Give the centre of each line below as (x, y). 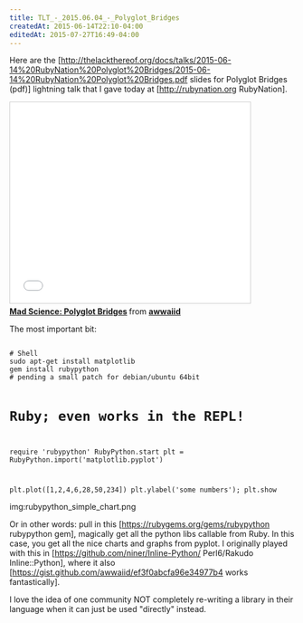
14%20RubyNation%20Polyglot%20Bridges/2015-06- (110, 70)
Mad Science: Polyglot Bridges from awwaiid (95, 311)
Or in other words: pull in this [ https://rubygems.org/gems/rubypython (140, 524)
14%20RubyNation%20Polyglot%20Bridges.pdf (99, 80)
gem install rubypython (54, 369)
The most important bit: (53, 329)
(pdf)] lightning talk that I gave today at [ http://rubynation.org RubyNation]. (148, 89)
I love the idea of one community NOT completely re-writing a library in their (151, 599)
